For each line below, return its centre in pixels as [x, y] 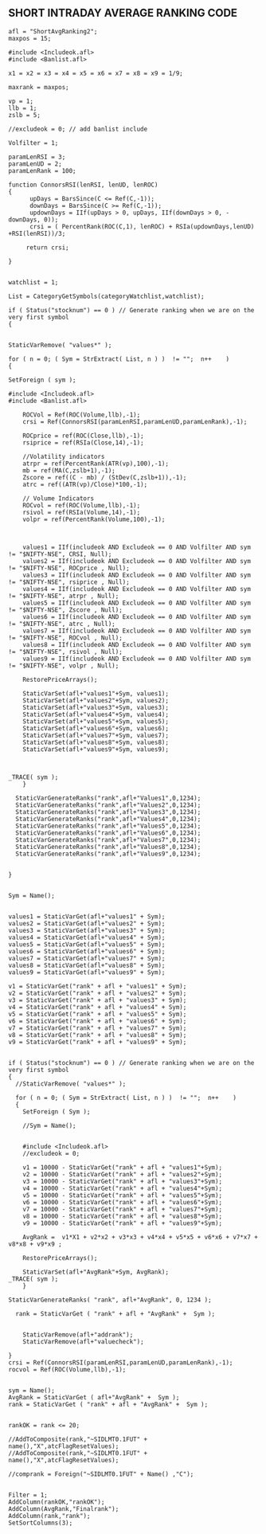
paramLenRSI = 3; [37, 157]
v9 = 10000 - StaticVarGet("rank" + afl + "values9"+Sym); [123, 1223]
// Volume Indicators [58, 498]
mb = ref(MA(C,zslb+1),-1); [69, 470]
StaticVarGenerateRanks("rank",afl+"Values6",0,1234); [108, 833]
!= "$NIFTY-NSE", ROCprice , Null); [69, 568]
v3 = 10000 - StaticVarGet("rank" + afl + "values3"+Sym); [123, 1181]
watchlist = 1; [33, 282]
